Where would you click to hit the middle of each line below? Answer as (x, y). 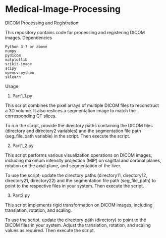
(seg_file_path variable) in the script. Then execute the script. (68, 136)
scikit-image (19, 64)
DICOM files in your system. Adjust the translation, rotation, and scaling (78, 225)
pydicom (13, 55)
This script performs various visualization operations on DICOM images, (79, 155)
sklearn (13, 77)
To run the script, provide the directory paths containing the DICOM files (79, 125)
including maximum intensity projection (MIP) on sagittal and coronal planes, (83, 160)
